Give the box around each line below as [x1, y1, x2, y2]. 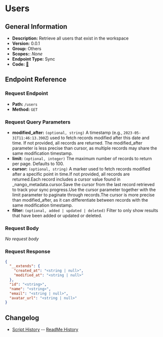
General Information [5, 22, 68, 31]
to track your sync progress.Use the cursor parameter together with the [12, 187, 156, 192]
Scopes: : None [12, 51, 43, 57]
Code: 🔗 [12, 62, 29, 67]
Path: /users [12, 101, 38, 107]
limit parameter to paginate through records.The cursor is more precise [12, 191, 155, 198]
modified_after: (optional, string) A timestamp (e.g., [12, 129, 123, 135]
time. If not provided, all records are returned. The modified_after [12, 140, 143, 146]
